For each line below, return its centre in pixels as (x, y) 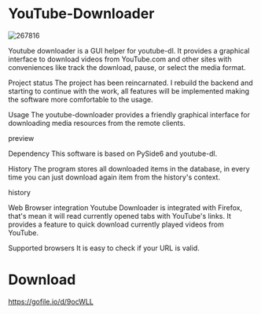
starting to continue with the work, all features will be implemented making (129, 91)
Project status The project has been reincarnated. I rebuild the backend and (130, 83)
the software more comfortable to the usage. (81, 99)
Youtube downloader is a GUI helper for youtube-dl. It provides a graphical (129, 50)
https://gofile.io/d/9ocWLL (51, 301)
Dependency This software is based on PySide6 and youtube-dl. (113, 153)
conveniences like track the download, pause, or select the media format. (127, 67)
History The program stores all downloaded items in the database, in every (129, 168)
